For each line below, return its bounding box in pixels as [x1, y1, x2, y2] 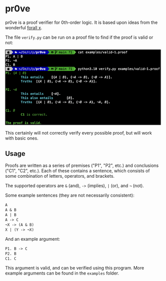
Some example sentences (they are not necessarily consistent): [5, 192, 135, 199]
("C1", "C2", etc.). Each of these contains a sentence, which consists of [5, 168, 150, 174]
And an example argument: [5, 236, 60, 242]
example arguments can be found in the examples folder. [5, 270, 120, 276]
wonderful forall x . [5, 24, 42, 30]
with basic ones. [5, 135, 39, 141]
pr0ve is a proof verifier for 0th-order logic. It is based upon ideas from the [5, 19, 158, 25]
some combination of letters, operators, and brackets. [5, 173, 115, 179]
